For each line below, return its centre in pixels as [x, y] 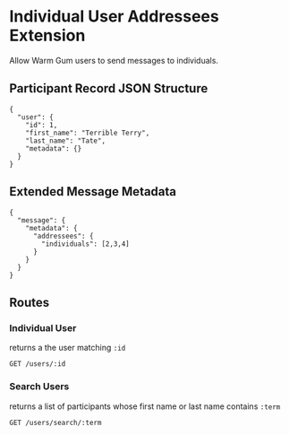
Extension [47, 35]
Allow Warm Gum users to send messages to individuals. [114, 60]
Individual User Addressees [114, 17]
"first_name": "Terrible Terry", [88, 133]
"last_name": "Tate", [65, 141]
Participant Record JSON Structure [109, 88]
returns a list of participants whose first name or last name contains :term [145, 406]
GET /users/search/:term [55, 422]
